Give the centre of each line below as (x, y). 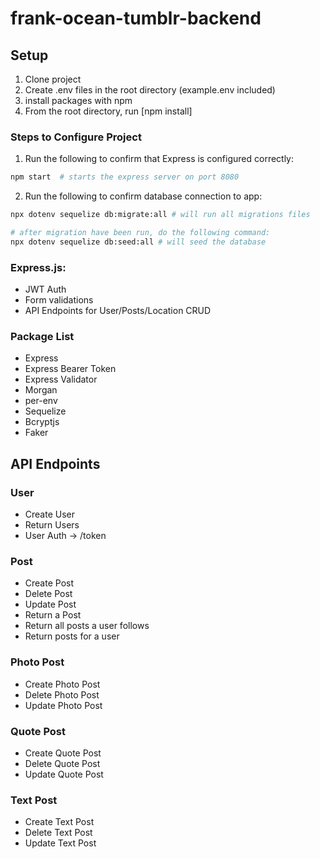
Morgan (41, 390)
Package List (42, 337)
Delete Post (48, 594)
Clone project (53, 79)
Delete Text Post (58, 833)
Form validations (59, 300)
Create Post (49, 583)
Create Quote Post (63, 753)
